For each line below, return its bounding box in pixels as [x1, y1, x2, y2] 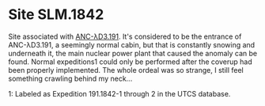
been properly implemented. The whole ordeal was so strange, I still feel [8, 65, 244, 74]
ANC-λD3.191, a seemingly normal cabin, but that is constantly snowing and [8, 40, 256, 49]
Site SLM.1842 [8, 6, 104, 24]
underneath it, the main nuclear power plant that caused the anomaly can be [8, 48, 258, 58]
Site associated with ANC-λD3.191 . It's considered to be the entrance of [8, 32, 242, 41]
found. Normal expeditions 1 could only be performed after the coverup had [8, 57, 252, 66]
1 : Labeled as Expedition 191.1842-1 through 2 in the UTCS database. [8, 89, 231, 98]
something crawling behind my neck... [8, 74, 133, 83]
